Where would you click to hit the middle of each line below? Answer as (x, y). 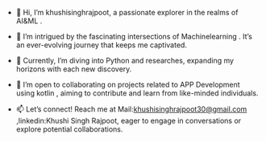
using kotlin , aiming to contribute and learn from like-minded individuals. (137, 93)
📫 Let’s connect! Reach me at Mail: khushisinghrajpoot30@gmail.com (131, 109)
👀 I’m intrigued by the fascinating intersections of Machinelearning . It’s (134, 37)
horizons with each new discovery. (74, 69)
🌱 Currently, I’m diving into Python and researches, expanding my (125, 61)
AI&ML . (29, 21)
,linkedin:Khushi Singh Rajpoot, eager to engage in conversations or (129, 121)
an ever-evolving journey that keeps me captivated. (102, 45)
